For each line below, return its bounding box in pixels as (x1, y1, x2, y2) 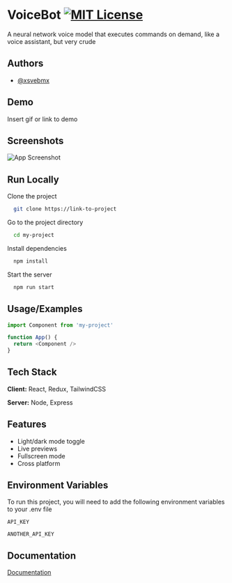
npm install (13, 258, 49, 265)
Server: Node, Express (7, 398, 73, 407)
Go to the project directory (7, 218, 84, 226)
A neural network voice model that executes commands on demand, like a (7, 30, 220, 38)
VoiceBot (7, 7, 61, 23)
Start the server (7, 270, 52, 279)
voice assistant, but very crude (7, 37, 96, 45)
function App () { (7, 334, 58, 341)
